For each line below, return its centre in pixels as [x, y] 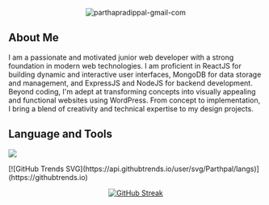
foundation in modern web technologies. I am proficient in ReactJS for [125, 65]
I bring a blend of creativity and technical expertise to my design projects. [131, 108]
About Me [34, 38]
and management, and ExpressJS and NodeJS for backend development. [130, 83]
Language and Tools [61, 134]
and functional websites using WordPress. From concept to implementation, [134, 100]
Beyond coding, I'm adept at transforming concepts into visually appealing [132, 91]
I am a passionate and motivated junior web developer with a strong [121, 57]
